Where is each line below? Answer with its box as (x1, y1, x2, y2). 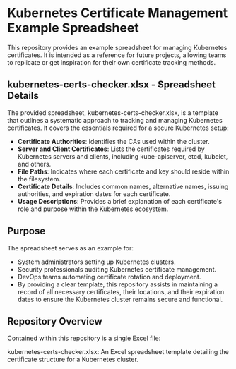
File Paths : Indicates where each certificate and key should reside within (17, 167, 230, 176)
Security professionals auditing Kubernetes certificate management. (17, 265, 217, 273)
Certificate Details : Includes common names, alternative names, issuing (17, 182, 229, 190)
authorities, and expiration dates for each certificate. (17, 189, 171, 198)
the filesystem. (17, 174, 61, 183)
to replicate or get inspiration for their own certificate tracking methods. (7, 58, 216, 66)
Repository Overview (7, 315, 102, 327)
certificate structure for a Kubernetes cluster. (7, 355, 139, 364)
